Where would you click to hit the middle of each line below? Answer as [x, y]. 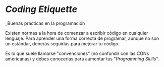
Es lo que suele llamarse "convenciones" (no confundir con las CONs [77, 53]
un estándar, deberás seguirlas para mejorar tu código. [62, 43]
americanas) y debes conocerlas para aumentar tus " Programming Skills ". [82, 58]
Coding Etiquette [41, 9]
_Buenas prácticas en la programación [45, 23]
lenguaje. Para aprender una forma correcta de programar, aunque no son [82, 38]
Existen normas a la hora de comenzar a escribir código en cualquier [77, 33]
